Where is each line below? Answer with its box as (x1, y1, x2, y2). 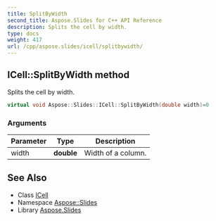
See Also (7, 172, 47, 184)
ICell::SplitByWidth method (7, 69, 130, 81)
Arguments (7, 118, 47, 127)
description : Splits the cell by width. (7, 23, 128, 30)
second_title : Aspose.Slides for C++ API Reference (7, 17, 162, 24)
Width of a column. (84, 148, 147, 158)
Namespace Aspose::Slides (17, 198, 98, 206)
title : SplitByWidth (7, 10, 68, 18)
